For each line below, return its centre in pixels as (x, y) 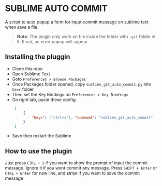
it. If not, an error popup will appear (52, 41)
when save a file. (22, 27)
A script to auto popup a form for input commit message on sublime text (77, 22)
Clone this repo (27, 68)
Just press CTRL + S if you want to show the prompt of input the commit (76, 163)
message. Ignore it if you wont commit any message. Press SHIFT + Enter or (81, 168)
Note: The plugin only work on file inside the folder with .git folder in (86, 36)
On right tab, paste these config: (44, 100)
